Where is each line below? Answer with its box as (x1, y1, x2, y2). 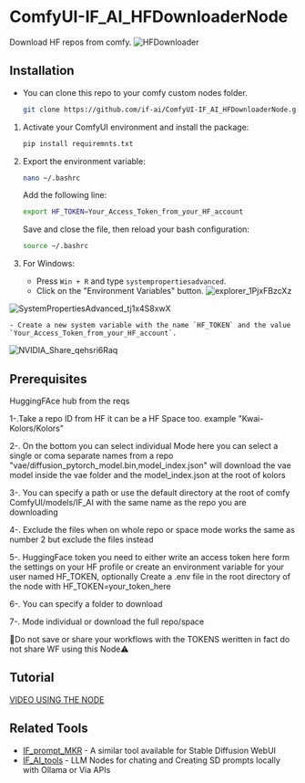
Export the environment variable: (22, 155, 146, 166)
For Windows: (22, 258, 76, 269)
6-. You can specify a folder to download (9, 598, 163, 609)
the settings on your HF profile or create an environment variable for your (9, 561, 285, 572)
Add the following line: (22, 190, 107, 201)
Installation (9, 63, 75, 78)
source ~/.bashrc (22, 242, 89, 251)
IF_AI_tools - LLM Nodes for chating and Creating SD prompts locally (22, 755, 280, 766)
